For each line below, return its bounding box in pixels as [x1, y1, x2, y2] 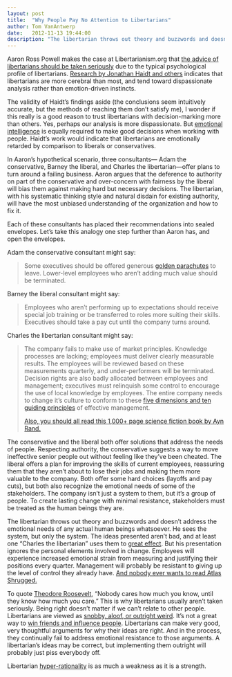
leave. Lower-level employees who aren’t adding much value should [23, 269, 217, 278]
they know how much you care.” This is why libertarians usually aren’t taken [7, 597, 223, 606]
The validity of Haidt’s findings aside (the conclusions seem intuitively [7, 98, 206, 106]
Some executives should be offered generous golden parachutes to [23, 262, 216, 270]
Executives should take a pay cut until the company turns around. [23, 318, 211, 326]
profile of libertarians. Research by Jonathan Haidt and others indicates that [7, 70, 223, 78]
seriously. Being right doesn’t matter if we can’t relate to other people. [7, 604, 206, 613]
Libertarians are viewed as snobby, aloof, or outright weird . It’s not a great [7, 612, 217, 620]
